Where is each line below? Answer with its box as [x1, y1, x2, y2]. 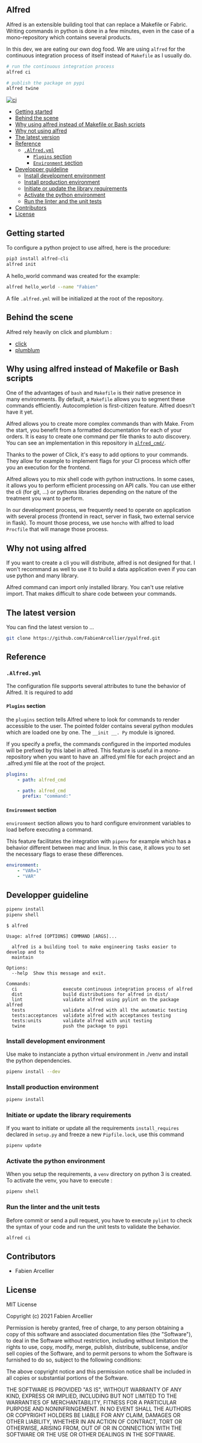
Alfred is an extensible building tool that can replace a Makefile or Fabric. [6, 21, 188, 28]
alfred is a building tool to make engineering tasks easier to [11, 944, 177, 950]
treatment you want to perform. [6, 494, 84, 502]
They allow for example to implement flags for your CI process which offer [6, 458, 191, 465]
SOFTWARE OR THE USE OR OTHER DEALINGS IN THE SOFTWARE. [6, 1431, 175, 1438]
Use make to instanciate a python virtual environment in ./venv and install [6, 1050, 189, 1058]
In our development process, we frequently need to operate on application [6, 507, 191, 514]
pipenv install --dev [6, 1069, 61, 1075]
